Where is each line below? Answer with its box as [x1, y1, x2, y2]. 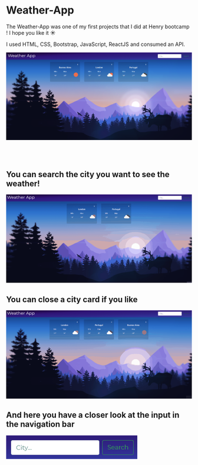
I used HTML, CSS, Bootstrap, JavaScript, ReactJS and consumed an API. [6, 41, 186, 48]
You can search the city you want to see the [6, 169, 170, 180]
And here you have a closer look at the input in [6, 410, 180, 420]
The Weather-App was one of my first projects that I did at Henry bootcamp [6, 23, 190, 30]
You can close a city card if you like [6, 294, 138, 304]
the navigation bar [6, 419, 75, 430]
